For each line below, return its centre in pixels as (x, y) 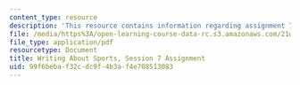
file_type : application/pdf (62, 42)
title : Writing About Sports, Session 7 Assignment (107, 58)
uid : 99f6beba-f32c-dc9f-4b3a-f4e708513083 (92, 67)
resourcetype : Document (54, 50)
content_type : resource (54, 17)
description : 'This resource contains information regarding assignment (147, 26)
